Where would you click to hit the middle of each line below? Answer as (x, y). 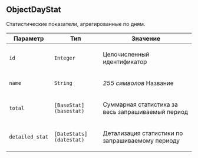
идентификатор (125, 61)
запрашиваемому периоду (141, 140)
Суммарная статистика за (140, 104)
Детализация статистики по (143, 133)
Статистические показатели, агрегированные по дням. (76, 24)
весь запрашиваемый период (146, 111)
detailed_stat (29, 137)
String (63, 83)
